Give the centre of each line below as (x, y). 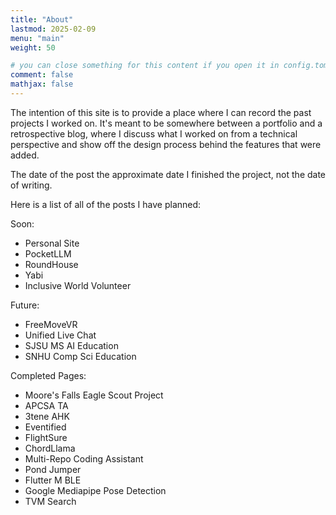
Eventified (45, 427)
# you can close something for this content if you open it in (145, 66)
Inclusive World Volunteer (78, 285)
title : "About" (42, 19)
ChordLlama (50, 448)
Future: (25, 305)
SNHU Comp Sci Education (80, 356)
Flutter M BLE (53, 480)
